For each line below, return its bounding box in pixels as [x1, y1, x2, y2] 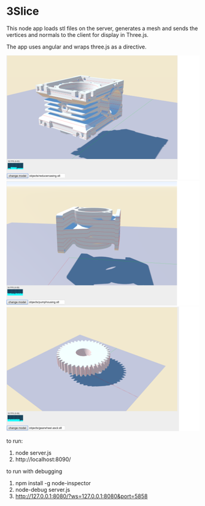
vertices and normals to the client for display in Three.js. [6, 31, 149, 38]
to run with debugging [6, 467, 63, 475]
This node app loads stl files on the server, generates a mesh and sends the [6, 25, 198, 32]
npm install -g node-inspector [15, 479, 91, 486]
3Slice [6, 4, 39, 18]
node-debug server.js [15, 486, 71, 493]
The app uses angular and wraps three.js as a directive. [6, 43, 147, 50]
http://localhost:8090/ [15, 456, 71, 463]
